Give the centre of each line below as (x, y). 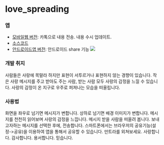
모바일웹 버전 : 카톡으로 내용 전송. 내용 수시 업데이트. (62, 37)
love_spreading (37, 9)
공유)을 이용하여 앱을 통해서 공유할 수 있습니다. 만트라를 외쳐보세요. (78, 132)
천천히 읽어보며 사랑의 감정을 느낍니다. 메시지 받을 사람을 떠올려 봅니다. (82, 119)
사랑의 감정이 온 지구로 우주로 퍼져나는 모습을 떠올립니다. (66, 87)
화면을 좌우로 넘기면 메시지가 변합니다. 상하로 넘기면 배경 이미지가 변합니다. (77, 113)
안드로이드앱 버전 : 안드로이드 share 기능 (51, 49)
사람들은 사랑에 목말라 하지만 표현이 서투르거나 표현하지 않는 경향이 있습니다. (79, 75)
